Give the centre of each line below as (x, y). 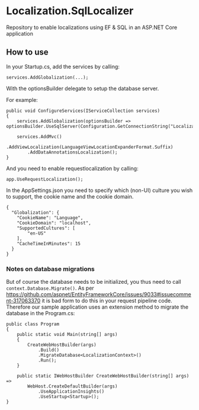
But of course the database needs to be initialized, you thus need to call (94, 282)
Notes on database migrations (50, 269)
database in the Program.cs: (41, 313)
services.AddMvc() (39, 137)
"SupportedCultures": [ (46, 228)
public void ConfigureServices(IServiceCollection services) (83, 111)
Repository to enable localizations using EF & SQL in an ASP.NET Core (92, 27)
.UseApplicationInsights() (71, 392)
